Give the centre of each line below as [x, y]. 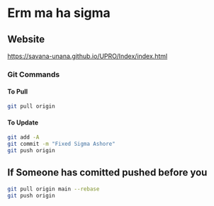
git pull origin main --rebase [53, 189]
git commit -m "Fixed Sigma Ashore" [61, 144]
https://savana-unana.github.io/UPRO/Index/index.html [88, 56]
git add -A [23, 137]
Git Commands [34, 74]
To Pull [18, 91]
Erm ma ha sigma [59, 13]
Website [26, 39]
